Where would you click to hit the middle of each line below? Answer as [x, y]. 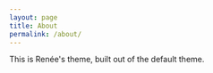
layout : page [34, 17]
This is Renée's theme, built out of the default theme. [107, 60]
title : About [34, 26]
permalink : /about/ [46, 34]
